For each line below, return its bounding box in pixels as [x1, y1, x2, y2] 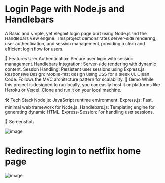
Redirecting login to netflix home [5, 146, 141, 157]
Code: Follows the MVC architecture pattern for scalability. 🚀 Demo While [5, 76, 154, 82]
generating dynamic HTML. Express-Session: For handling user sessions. [5, 109, 154, 115]
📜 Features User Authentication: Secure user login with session [5, 55, 133, 61]
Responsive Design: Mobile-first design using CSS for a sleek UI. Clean [5, 71, 150, 77]
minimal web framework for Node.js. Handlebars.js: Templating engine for [5, 104, 155, 110]
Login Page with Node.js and [5, 3, 125, 15]
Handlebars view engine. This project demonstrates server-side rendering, [5, 36, 157, 41]
